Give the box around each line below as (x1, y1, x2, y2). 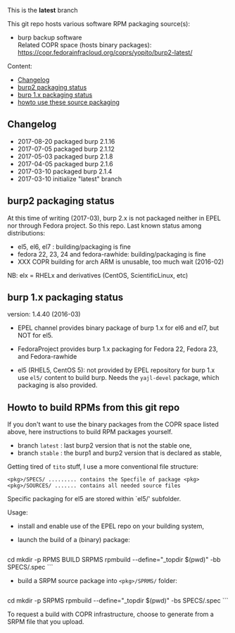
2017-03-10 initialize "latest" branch (17, 174, 122, 183)
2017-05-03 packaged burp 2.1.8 (17, 152, 113, 161)
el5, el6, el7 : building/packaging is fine (17, 242, 132, 251)
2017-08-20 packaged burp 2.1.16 (17, 137, 115, 145)
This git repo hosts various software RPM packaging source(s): (7, 20, 190, 27)
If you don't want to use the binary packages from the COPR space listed (7, 420, 220, 429)
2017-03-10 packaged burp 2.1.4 (17, 167, 113, 176)
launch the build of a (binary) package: (17, 536, 130, 544)
